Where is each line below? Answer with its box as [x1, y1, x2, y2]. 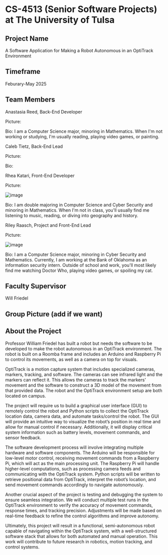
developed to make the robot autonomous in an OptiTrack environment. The [5, 345, 162, 351]
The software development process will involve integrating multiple [5, 444, 144, 450]
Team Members [5, 96, 55, 104]
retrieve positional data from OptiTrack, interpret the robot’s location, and [5, 476, 156, 482]
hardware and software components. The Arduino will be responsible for [5, 449, 155, 455]
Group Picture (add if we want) [5, 310, 103, 318]
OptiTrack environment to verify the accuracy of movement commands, [5, 502, 153, 508]
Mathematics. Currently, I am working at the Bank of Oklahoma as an [5, 256, 147, 262]
